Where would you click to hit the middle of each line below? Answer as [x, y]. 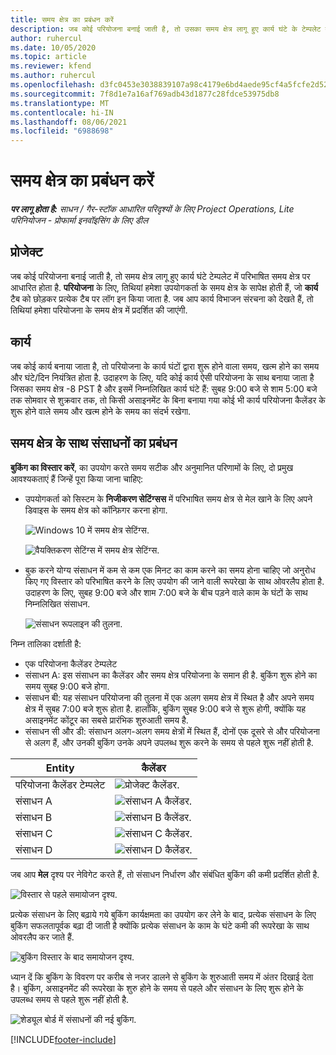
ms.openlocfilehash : [53, 85]
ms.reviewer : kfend [51, 66]
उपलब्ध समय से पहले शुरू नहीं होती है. [69, 999]
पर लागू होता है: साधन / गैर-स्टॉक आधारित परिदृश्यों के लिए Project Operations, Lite [152, 209]
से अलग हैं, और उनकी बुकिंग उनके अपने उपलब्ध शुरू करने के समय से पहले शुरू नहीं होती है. [169, 742]
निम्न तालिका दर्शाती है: [46, 643]
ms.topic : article [48, 57]
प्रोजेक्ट [26, 252]
